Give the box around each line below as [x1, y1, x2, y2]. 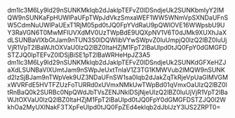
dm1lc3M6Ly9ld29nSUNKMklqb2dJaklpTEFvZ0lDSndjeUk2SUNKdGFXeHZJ [7, 58, 227, 66]
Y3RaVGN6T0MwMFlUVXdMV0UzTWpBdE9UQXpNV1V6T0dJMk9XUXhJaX [7, 28, 227, 37]
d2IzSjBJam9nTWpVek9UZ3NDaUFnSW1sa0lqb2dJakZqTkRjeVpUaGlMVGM [7, 73, 229, 81]
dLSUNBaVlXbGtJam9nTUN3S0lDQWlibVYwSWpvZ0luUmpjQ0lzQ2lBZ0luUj [7, 36, 227, 44]
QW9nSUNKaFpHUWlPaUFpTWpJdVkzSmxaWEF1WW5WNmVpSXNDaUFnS [7, 13, 229, 22]
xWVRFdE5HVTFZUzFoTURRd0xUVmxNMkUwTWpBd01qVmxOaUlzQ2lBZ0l [7, 81, 228, 88]
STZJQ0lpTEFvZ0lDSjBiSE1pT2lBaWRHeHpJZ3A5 [7, 51, 151, 59]
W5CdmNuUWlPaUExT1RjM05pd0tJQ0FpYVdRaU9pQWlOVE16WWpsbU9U [7, 21, 226, 29]
